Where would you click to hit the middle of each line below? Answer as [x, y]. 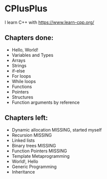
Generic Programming [34, 167]
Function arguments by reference [46, 102]
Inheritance [23, 172]
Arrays [18, 60]
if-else [18, 71]
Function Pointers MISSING [39, 151]
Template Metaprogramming [41, 156]
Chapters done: [29, 38]
